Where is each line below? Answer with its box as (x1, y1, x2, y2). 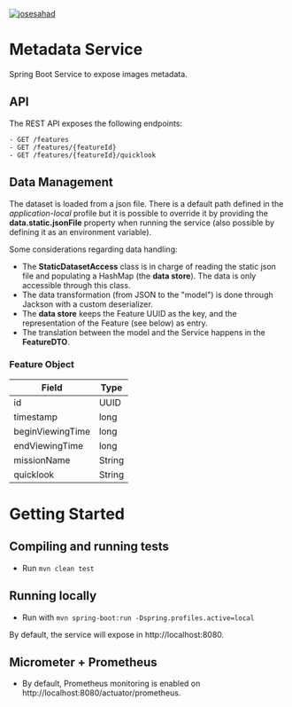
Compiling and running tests (9, 539, 170, 554)
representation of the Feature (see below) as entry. (21, 318, 208, 328)
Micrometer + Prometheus (9, 655, 158, 670)
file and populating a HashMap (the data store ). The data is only (21, 271, 257, 281)
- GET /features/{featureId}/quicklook (9, 151, 157, 160)
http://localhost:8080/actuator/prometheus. (21, 687, 181, 698)
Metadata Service (9, 40, 143, 59)
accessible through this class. (21, 279, 131, 290)
